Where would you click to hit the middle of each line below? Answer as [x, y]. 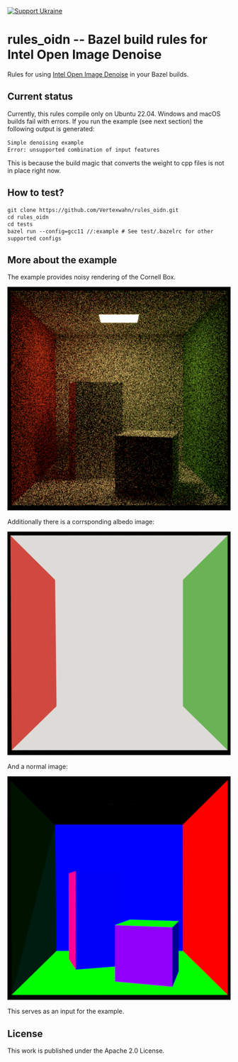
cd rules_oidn [28, 217]
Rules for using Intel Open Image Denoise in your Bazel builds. [98, 74]
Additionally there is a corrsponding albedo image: [81, 522]
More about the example [62, 260]
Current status [40, 97]
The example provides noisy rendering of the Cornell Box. [91, 277]
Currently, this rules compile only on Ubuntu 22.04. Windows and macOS [114, 114]
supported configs [34, 238]
